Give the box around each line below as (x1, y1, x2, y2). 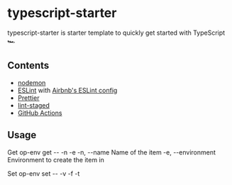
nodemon (17, 78, 46, 86)
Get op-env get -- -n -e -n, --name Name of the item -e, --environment (7, 147, 216, 157)
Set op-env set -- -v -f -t (7, 169, 80, 178)
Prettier (17, 94, 40, 102)
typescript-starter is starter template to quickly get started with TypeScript (7, 28, 226, 37)
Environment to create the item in (7, 155, 104, 164)
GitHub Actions (17, 108, 62, 117)
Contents (7, 60, 50, 72)
